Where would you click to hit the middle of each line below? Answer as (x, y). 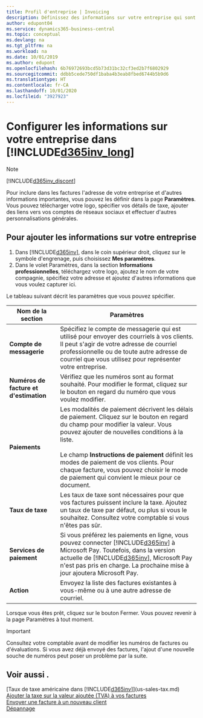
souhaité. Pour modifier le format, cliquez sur (124, 384)
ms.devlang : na (25, 40)
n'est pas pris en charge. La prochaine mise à (124, 565)
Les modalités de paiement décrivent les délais (127, 409)
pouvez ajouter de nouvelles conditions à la (121, 432)
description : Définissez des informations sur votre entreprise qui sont (101, 18)
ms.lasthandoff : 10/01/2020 (42, 91)
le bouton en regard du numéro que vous (118, 392)
